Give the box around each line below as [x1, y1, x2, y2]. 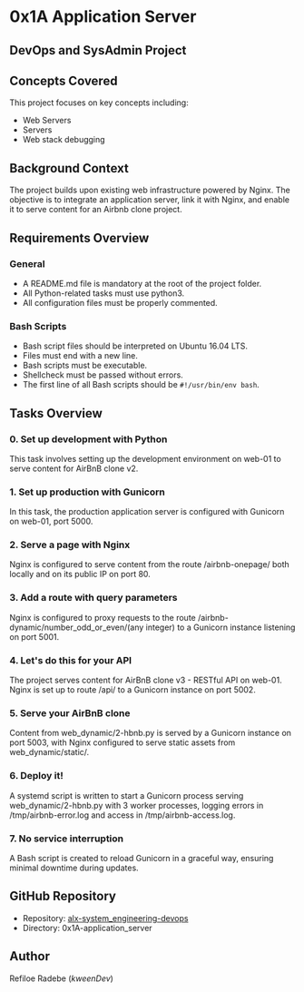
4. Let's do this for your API [9, 653, 132, 666]
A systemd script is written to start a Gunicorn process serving [9, 790, 244, 800]
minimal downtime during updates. [9, 862, 139, 873]
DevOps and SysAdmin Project [9, 43, 187, 58]
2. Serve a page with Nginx [9, 538, 131, 551]
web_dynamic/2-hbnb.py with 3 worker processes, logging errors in [9, 800, 264, 810]
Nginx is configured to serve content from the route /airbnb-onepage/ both [9, 559, 290, 570]
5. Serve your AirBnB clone [9, 706, 131, 719]
